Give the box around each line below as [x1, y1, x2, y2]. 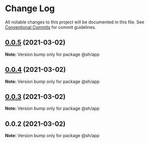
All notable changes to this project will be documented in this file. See [5, 19, 145, 25]
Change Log [5, 3, 55, 14]
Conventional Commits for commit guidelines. [5, 24, 96, 30]
